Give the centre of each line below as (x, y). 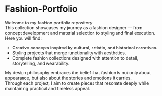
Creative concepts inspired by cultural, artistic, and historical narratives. (85, 48)
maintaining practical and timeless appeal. (48, 88)
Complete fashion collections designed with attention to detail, (75, 58)
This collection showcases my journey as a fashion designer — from (74, 27)
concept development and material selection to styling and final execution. (80, 33)
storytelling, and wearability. (41, 63)
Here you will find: (23, 38)
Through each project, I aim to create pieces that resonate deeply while (77, 83)
